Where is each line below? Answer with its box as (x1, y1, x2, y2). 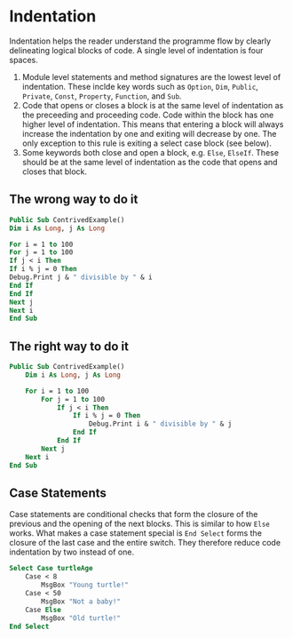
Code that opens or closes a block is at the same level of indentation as (21, 100, 284, 110)
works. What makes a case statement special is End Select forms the (9, 528, 262, 538)
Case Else (25, 605, 62, 614)
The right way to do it (9, 339, 129, 354)
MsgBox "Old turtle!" (41, 613, 122, 623)
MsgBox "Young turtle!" (41, 580, 129, 590)
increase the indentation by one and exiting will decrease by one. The (21, 128, 277, 139)
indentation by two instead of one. (9, 546, 135, 557)
